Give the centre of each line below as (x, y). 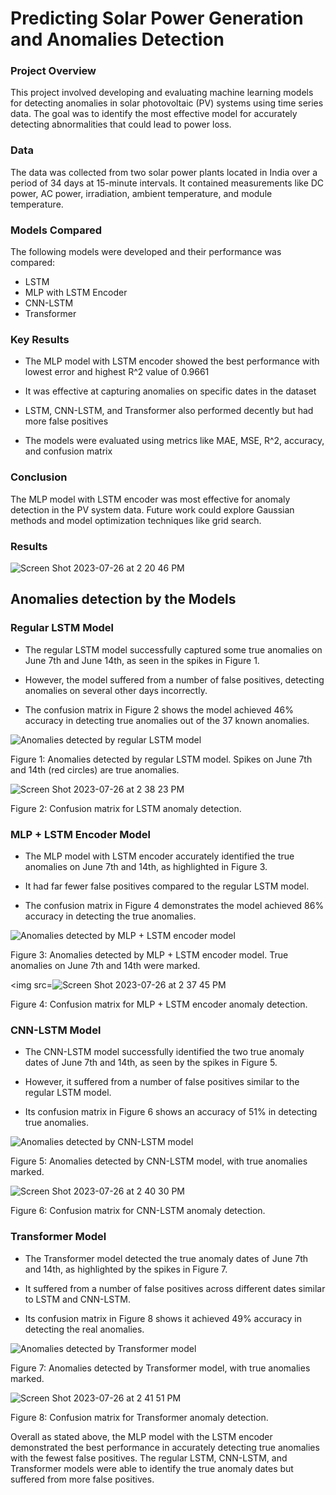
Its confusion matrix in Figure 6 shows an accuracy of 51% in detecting (171, 1112)
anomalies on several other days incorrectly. (116, 690)
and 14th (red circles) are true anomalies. (95, 769)
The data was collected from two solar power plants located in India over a (164, 172)
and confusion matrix (68, 451)
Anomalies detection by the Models (123, 599)
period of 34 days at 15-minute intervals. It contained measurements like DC (167, 183)
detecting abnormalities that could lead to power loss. (121, 124)
